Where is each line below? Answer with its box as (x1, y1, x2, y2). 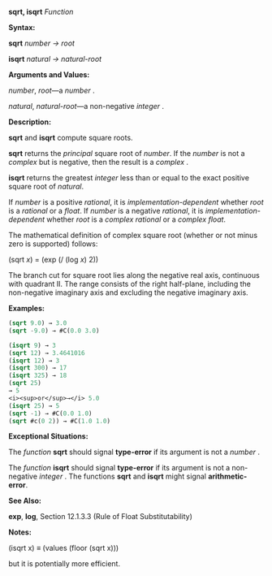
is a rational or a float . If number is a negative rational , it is (8, 206, 204, 215)
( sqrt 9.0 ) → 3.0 (8, 319, 67, 327)
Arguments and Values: (8, 70, 90, 80)
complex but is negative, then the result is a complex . (8, 158, 189, 167)
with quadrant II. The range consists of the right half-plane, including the (8, 279, 252, 288)
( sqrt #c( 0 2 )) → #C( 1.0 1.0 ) (8, 417, 111, 425)
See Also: (8, 496, 42, 506)
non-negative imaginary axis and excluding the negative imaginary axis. (8, 288, 249, 297)
